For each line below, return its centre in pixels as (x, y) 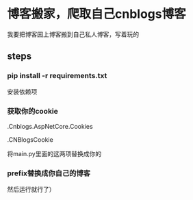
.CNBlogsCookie (30, 139)
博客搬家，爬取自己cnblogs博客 (96, 14)
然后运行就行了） (31, 190)
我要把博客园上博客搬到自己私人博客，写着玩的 (73, 34)
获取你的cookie (33, 111)
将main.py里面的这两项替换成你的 (54, 153)
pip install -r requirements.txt (57, 76)
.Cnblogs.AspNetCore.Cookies (50, 126)
